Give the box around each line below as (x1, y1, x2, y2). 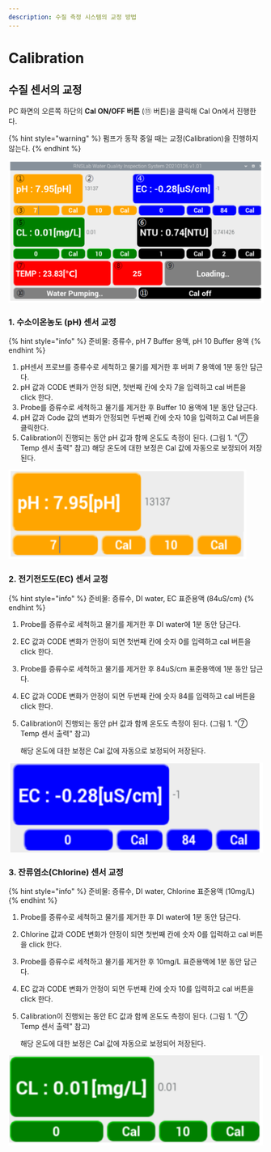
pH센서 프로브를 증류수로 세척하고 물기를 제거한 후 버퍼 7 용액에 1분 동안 (19, 362, 248, 372)
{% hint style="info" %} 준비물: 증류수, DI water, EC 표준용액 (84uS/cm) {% (8, 593, 255, 603)
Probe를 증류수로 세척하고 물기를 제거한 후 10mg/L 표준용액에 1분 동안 (19, 956, 243, 966)
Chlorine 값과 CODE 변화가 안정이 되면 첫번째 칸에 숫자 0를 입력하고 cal (19, 929, 248, 938)
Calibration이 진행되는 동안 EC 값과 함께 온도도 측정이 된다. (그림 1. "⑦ (19, 1011, 248, 1021)
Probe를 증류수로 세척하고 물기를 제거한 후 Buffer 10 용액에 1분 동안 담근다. (19, 403, 258, 413)
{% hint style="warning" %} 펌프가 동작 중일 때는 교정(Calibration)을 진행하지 (8, 133, 259, 143)
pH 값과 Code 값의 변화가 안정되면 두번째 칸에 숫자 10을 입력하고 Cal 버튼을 (19, 413, 260, 422)
